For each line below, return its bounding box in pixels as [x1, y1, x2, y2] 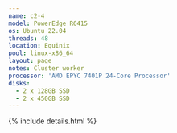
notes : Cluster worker [8, 64, 84, 73]
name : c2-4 [8, 11, 45, 20]
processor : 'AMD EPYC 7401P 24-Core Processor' [8, 72, 171, 80]
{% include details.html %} [8, 116, 97, 126]
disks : [8, 79, 31, 87]
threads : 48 [8, 34, 48, 43]
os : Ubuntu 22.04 [8, 27, 67, 35]
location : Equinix [8, 42, 70, 50]
